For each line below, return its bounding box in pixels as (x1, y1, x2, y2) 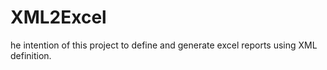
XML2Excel (10, 6, 107, 29)
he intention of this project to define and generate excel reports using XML (10, 39, 318, 51)
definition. (10, 49, 52, 61)
